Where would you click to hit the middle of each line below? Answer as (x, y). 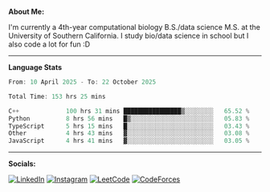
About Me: (27, 12)
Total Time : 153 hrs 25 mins (57, 96)
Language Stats (35, 67)
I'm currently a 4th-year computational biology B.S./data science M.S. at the (135, 27)
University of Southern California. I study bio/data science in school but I (129, 36)
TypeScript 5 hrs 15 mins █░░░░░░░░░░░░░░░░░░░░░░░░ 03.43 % (129, 126)
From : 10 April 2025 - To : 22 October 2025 (82, 82)
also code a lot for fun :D (49, 44)
